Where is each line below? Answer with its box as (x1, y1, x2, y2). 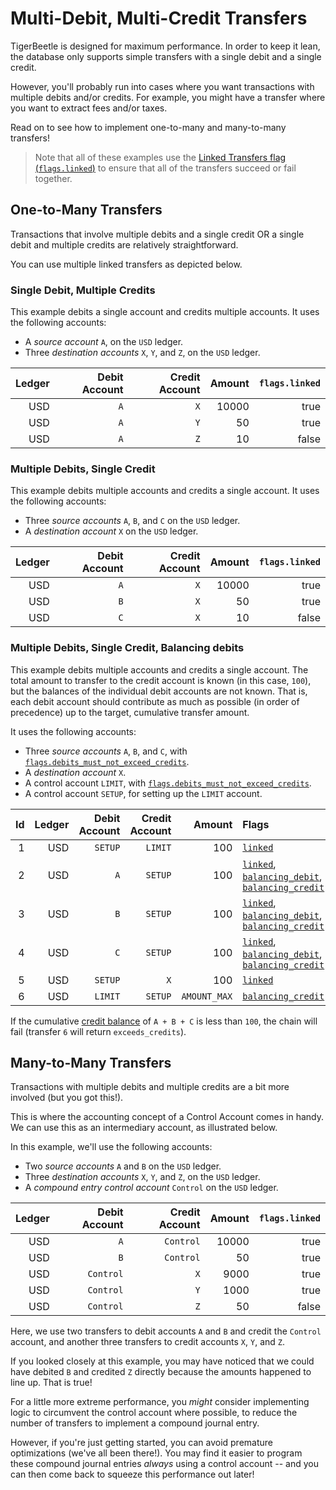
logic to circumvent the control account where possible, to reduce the (10, 1407, 298, 1419)
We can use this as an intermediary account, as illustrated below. (10, 1122, 278, 1134)
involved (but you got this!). (10, 1092, 124, 1104)
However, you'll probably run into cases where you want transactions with (10, 80, 315, 92)
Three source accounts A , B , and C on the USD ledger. (24, 515, 241, 527)
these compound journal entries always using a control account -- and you (10, 1458, 319, 1470)
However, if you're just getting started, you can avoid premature (10, 1437, 273, 1449)
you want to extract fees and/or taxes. (10, 102, 168, 114)
